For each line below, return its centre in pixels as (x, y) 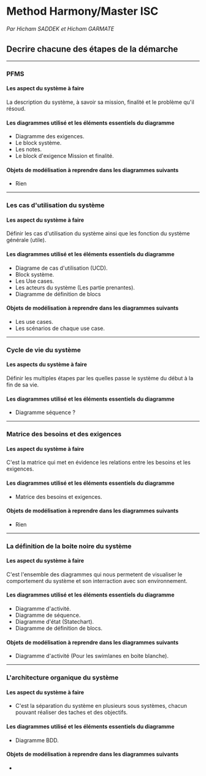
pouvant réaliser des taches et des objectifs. (71, 712)
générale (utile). (26, 240)
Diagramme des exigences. (50, 136)
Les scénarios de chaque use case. (60, 328)
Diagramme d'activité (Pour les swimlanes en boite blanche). (92, 656)
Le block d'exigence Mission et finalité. (64, 156)
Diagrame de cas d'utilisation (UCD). (61, 268)
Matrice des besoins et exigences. (59, 496)
